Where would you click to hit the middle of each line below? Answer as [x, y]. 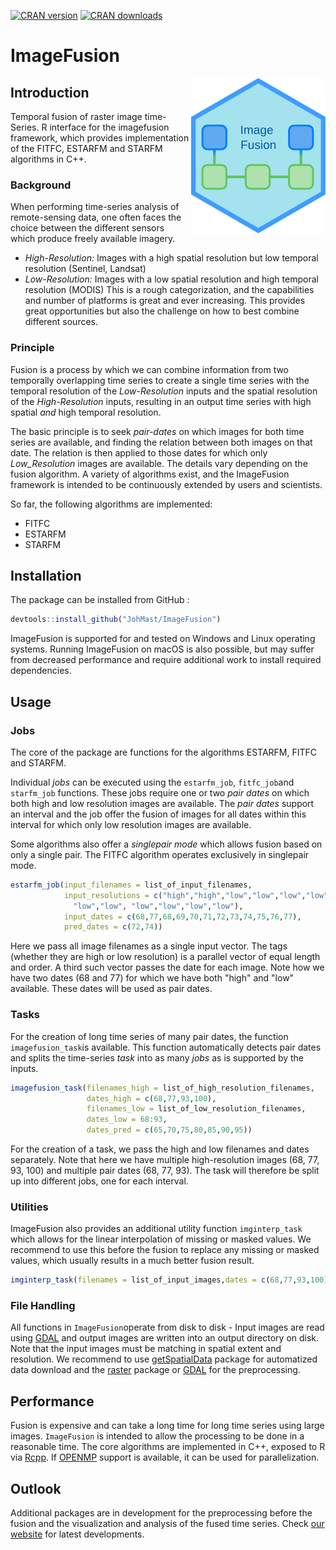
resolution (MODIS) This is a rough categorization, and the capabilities [169, 290]
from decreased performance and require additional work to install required [166, 660]
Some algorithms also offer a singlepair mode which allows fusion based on [166, 844]
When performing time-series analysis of [95, 207]
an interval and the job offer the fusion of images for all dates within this [158, 814]
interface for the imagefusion [109, 127]
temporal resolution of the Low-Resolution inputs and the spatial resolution [164, 391]
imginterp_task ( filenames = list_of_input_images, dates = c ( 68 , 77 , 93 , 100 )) [171, 1280]
